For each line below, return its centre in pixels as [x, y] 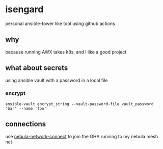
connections [26, 124]
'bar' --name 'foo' [26, 108]
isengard [24, 9]
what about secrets [37, 68]
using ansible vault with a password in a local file [57, 80]
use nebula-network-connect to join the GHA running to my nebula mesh [82, 136]
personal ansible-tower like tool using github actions [60, 23]
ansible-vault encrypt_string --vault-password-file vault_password [79, 104]
